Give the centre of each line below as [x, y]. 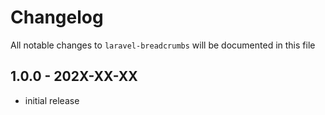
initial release [52, 100]
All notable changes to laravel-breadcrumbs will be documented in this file [163, 45]
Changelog [57, 17]
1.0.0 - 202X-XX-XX [74, 76]
